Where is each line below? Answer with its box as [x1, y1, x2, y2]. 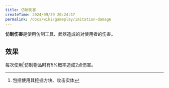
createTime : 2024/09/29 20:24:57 [5, 12, 75, 17]
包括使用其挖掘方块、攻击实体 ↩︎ [12, 77, 79, 83]
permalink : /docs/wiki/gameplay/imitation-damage [5, 17, 112, 22]
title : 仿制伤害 [5, 7, 36, 13]
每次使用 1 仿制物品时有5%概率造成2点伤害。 [5, 61, 96, 68]
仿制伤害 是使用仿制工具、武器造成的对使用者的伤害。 [5, 31, 116, 37]
